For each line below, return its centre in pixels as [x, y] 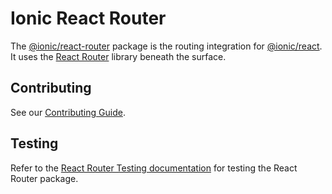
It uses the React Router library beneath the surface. [118, 56]
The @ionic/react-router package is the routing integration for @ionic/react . [166, 46]
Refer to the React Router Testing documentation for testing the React [154, 168]
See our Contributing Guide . [68, 112]
